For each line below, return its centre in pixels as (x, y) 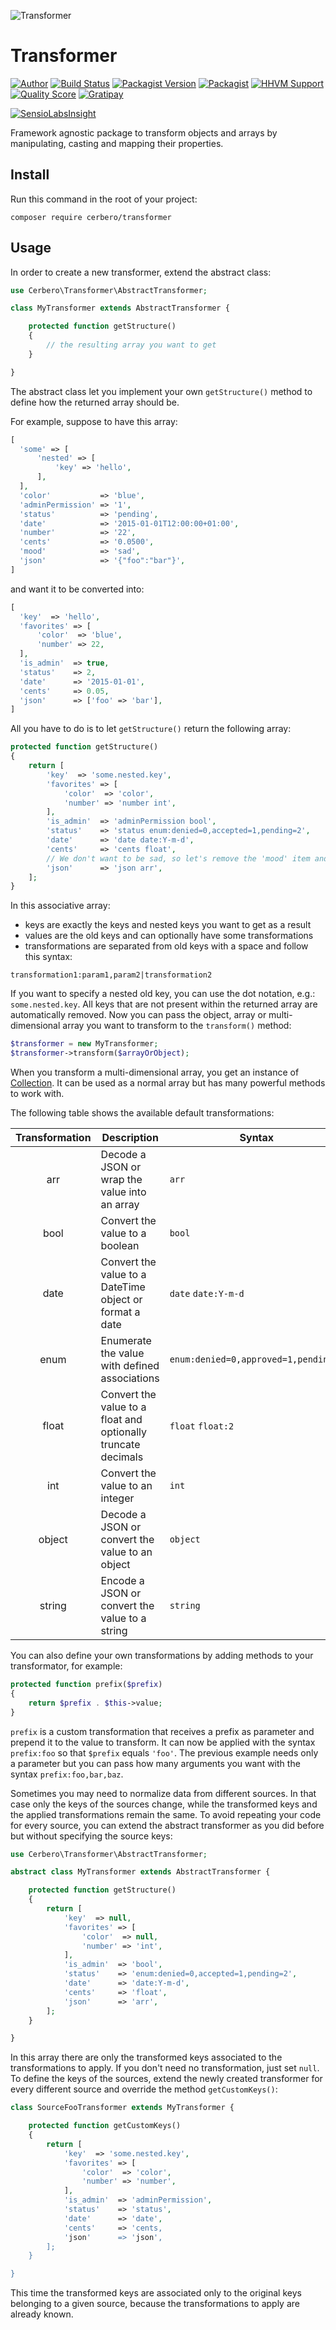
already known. (42, 2314)
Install (30, 175)
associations (130, 1378)
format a (120, 1312)
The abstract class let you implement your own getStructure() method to (161, 391)
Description (130, 1138)
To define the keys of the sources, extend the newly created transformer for (166, 2079)
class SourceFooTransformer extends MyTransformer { (122, 2108)
